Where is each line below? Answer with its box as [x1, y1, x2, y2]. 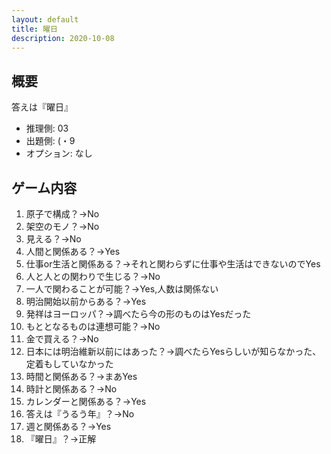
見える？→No [25, 233, 82, 245]
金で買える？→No [25, 333, 99, 345]
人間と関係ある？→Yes [25, 246, 121, 257]
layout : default [11, 14, 79, 25]
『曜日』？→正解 [25, 433, 97, 445]
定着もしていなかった [25, 358, 114, 370]
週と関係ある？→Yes [25, 421, 112, 432]
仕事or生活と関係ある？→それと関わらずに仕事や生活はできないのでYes [25, 258, 321, 270]
